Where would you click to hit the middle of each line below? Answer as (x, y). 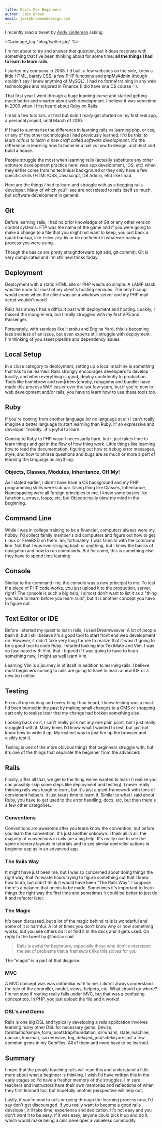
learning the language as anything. (39, 459)
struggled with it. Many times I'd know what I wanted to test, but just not (77, 728)
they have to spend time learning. (38, 556)
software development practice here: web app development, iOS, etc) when (81, 165)
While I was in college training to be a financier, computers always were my (80, 530)
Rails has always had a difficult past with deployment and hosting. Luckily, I (80, 309)
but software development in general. (42, 195)
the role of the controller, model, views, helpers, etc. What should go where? (81, 989)
